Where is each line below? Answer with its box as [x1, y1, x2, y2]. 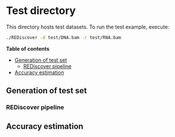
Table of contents [6, 45, 50, 52]
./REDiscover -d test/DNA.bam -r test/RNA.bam [6, 34, 121, 40]
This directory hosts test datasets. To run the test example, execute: [6, 23, 170, 30]
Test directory [6, 4, 76, 17]
